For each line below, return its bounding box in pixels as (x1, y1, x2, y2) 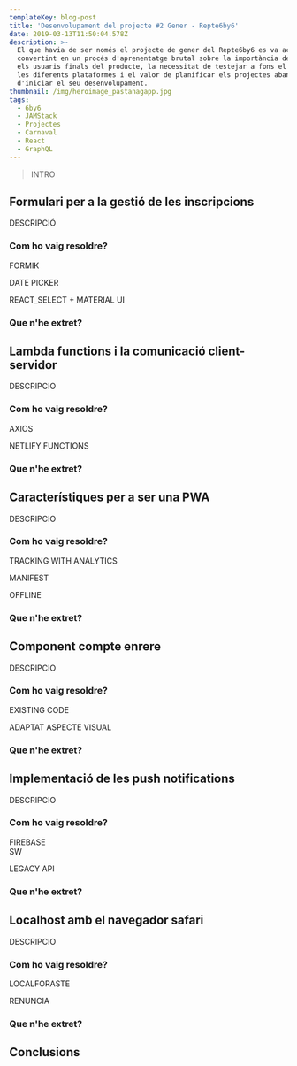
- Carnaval (17, 128, 57, 137)
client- (208, 344, 246, 359)
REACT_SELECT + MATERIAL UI (9, 294, 126, 305)
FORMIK (9, 260, 40, 271)
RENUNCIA (9, 995, 50, 1006)
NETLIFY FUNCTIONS (9, 440, 89, 451)
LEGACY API (9, 863, 55, 874)
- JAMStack (17, 111, 57, 120)
